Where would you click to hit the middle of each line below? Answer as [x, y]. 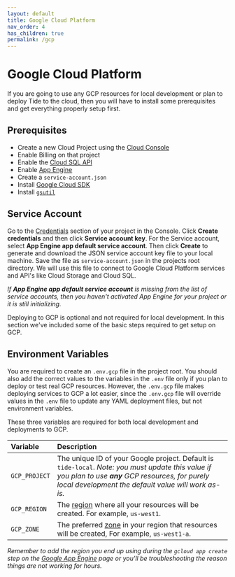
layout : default [31, 14]
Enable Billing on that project [58, 155]
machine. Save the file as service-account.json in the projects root [104, 260]
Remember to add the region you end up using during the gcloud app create [117, 550]
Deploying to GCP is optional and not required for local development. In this [116, 317]
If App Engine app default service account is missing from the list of [107, 289]
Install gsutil [36, 192]
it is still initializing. [34, 304]
